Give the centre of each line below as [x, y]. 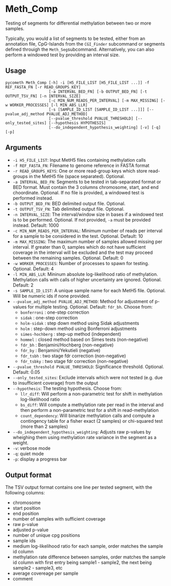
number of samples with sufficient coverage [59, 519]
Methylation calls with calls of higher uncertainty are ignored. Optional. [87, 279]
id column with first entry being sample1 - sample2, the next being [82, 562]
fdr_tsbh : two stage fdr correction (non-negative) [73, 356]
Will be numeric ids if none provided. [51, 296]
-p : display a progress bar [40, 459]
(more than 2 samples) [44, 426]
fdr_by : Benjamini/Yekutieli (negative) [60, 350]
